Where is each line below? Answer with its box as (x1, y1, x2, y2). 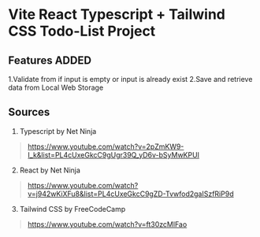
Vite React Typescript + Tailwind (8, 6, 226, 24)
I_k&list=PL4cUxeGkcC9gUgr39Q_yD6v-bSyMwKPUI (27, 150, 199, 159)
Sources (8, 106, 50, 119)
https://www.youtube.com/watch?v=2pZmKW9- (27, 142, 184, 151)
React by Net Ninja (19, 165, 81, 175)
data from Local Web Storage (8, 83, 104, 92)
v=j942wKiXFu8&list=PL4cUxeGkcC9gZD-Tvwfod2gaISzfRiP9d (27, 189, 234, 198)
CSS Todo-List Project (8, 22, 156, 40)
